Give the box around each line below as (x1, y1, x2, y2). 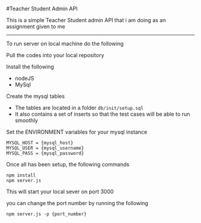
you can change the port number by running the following (6, 200, 148, 206)
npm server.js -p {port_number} (6, 211, 87, 217)
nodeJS (14, 75, 35, 82)
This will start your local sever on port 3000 (6, 188, 114, 195)
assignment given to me (6, 23, 66, 30)
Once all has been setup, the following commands (6, 161, 130, 168)
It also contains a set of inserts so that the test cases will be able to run (14, 110, 190, 117)
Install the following (6, 63, 54, 70)
